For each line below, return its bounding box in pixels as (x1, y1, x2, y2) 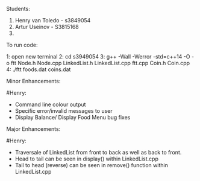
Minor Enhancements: (6, 78, 61, 84)
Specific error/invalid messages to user (14, 107, 113, 114)
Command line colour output (14, 101, 86, 108)
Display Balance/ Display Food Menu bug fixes (14, 114, 131, 121)
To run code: (6, 42, 38, 48)
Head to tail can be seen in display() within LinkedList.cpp (14, 155, 158, 162)
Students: (6, 5, 30, 12)
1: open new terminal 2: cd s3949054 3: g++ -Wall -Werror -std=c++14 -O (6, 53, 190, 60)
